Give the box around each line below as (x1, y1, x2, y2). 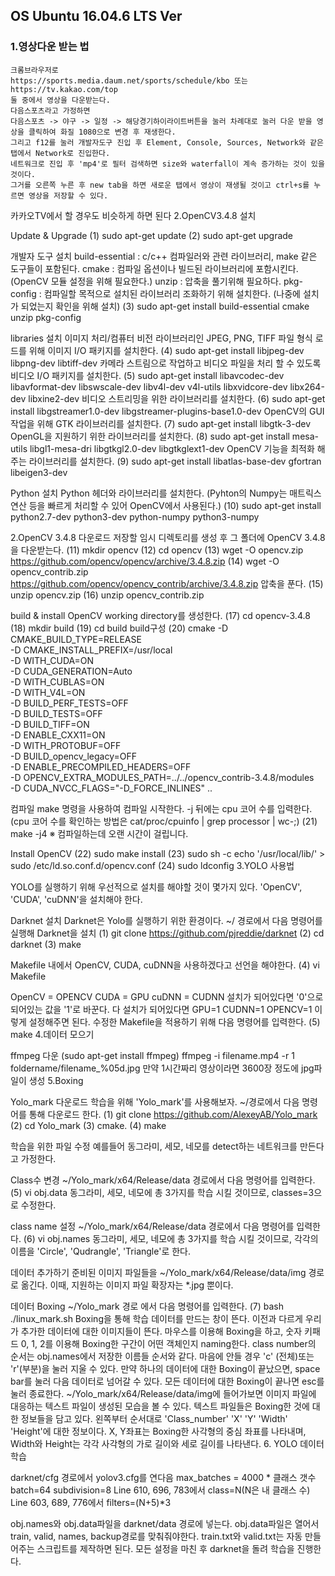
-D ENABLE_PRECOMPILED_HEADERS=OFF (10, 760, 192, 773)
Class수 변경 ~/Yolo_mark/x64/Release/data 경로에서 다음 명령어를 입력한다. (10, 1174, 316, 1186)
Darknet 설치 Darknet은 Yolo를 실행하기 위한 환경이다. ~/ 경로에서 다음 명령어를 (10, 914, 323, 926)
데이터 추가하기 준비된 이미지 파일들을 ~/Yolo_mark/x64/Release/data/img (10, 1266, 307, 1278)
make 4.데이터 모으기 (10, 1028, 95, 1040)
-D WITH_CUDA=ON (10, 654, 95, 666)
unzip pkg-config (10, 311, 82, 323)
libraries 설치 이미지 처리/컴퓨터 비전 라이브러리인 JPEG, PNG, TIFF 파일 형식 (10, 332, 313, 344)
